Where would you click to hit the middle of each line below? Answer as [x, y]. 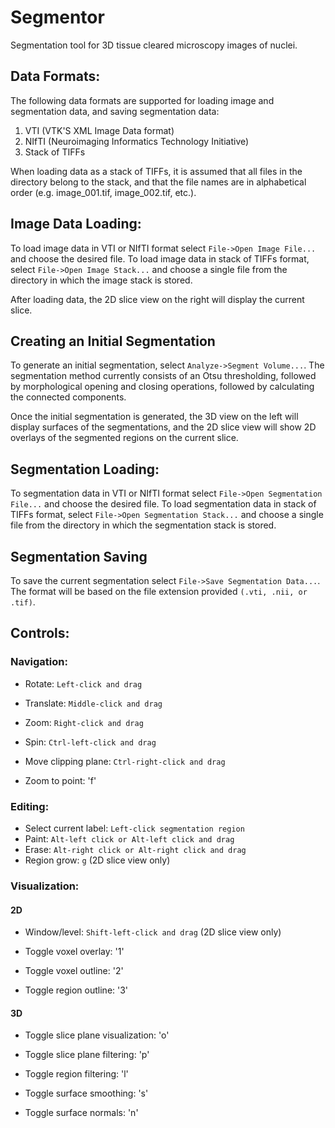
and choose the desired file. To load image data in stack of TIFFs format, [160, 258]
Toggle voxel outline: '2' [74, 971]
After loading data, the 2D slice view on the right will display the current [157, 299]
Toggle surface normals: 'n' [81, 1113]
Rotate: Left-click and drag [83, 683]
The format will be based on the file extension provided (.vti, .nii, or [159, 591]
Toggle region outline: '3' [76, 990]
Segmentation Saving [79, 556]
